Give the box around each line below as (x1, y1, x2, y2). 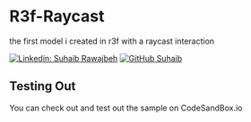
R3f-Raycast (9, 6, 105, 27)
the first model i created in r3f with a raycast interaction (9, 36, 215, 46)
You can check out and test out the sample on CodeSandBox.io (9, 102, 243, 113)
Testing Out (9, 78, 76, 94)
